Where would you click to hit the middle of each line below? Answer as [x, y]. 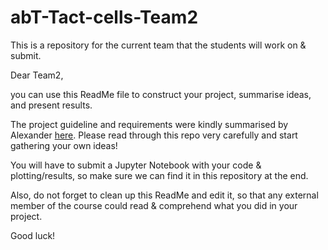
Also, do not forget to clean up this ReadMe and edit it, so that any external [164, 195]
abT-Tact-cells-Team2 [104, 17]
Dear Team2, [37, 75]
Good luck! [33, 235]
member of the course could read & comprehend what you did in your [154, 205]
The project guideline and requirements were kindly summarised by [149, 124]
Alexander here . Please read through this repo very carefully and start [154, 135]
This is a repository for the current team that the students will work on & [158, 45]
